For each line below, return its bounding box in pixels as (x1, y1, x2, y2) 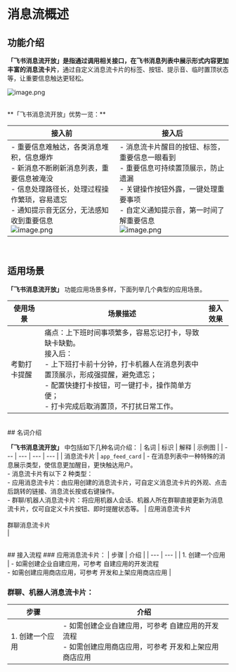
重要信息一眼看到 (119, 152, 176, 162)
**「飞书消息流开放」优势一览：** (7, 110, 107, 118)
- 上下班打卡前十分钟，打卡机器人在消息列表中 (44, 359, 199, 369)
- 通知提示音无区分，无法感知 (11, 205, 109, 215)
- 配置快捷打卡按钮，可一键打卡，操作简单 (44, 380, 185, 390)
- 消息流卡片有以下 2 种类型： (7, 469, 93, 477)
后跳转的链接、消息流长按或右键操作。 (7, 487, 118, 495)
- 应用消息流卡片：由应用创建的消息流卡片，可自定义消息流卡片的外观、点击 (7, 478, 228, 487)
